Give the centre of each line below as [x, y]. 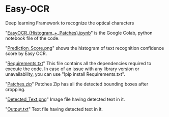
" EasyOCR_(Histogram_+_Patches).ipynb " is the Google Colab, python [79, 33]
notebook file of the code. [32, 38]
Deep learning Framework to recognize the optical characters [70, 23]
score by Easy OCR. [26, 53]
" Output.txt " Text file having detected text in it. [54, 109]
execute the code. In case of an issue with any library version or [73, 69]
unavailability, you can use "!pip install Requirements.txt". [65, 74]
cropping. [15, 89]
